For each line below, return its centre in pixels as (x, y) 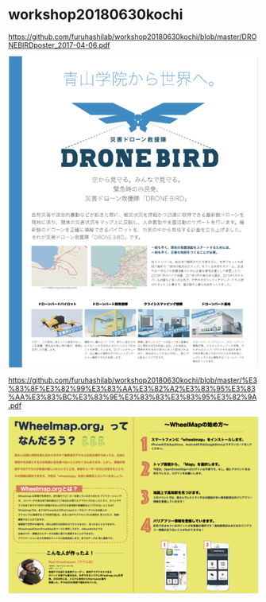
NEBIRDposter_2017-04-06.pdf (59, 45)
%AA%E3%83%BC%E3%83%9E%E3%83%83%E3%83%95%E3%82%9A (133, 397)
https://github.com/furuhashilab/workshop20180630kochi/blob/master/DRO (133, 37)
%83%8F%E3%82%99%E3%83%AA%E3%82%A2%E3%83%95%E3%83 (132, 389)
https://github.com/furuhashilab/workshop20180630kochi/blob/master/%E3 (133, 380)
